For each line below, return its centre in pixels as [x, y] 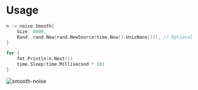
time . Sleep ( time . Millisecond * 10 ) [61, 65]
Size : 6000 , [32, 31]
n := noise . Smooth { [30, 26]
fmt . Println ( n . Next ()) [45, 59]
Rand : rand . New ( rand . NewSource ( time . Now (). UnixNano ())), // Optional [105, 37]
